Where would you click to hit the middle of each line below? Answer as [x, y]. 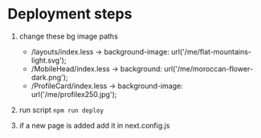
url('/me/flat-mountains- [211, 51]
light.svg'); [49, 60]
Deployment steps [70, 14]
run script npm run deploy [61, 110]
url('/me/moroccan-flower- [208, 68]
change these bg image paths [68, 36]
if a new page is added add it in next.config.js [94, 125]
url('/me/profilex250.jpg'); [74, 94]
